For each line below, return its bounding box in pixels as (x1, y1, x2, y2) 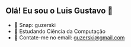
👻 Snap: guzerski (14, 21, 56, 28)
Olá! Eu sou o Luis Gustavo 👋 (5, 6, 113, 16)
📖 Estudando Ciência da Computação (14, 28, 106, 35)
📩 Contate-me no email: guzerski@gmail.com (14, 33, 125, 41)
